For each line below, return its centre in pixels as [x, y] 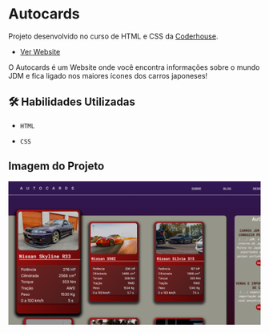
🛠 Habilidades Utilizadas [72, 102]
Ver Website [40, 51]
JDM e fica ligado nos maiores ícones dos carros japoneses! [108, 75]
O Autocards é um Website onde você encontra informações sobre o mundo [134, 67]
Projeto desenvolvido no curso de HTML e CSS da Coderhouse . [113, 36]
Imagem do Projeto [56, 166]
